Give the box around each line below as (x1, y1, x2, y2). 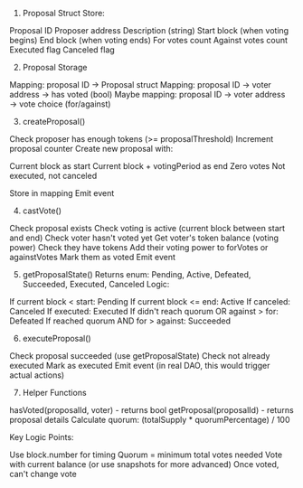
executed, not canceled (9, 171, 98, 181)
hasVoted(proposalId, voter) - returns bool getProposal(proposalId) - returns (9, 405, 294, 415)
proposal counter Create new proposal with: (9, 144, 174, 154)
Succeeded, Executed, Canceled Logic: (22, 279, 170, 289)
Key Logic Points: (9, 432, 74, 442)
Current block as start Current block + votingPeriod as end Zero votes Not (9, 161, 286, 171)
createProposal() (22, 117, 86, 127)
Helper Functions (22, 388, 88, 398)
